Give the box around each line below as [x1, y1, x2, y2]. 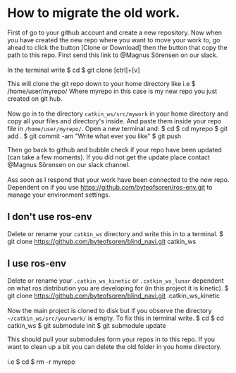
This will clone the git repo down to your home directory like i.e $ [7, 79, 196, 87]
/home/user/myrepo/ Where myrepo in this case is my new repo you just [7, 87, 218, 95]
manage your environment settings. [7, 190, 111, 199]
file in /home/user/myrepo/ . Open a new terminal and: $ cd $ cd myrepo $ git [7, 124, 228, 133]
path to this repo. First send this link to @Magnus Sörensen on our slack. [7, 51, 218, 59]
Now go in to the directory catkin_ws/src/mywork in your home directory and [7, 109, 228, 118]
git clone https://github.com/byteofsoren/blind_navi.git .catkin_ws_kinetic [7, 291, 221, 300]
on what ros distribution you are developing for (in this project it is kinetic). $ [7, 283, 229, 292]
